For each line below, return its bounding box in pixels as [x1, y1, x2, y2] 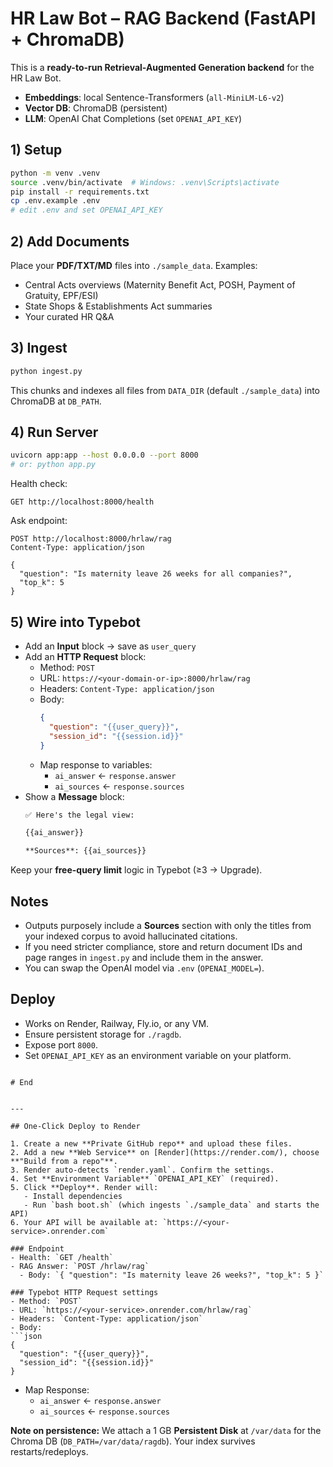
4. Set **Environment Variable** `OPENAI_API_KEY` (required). [10, 1173, 280, 1184]
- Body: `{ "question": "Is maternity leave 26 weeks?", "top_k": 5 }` [19, 1270, 325, 1280]
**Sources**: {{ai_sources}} [24, 846, 147, 856]
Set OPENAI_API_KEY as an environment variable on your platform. [24, 1049, 292, 1061]
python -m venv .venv [10, 168, 101, 178]
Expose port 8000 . [24, 1038, 98, 1051]
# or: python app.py [10, 460, 97, 470]
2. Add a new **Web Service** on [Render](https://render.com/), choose [10, 1147, 320, 1157]
